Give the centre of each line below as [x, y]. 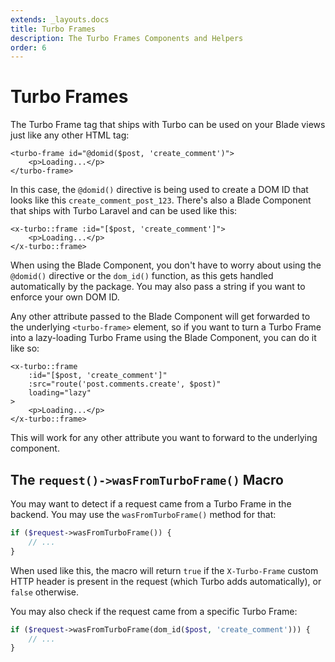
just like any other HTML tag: [70, 135]
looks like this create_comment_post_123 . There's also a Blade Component [161, 200]
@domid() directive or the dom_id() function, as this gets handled [142, 276]
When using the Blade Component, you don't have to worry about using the [166, 265]
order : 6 [28, 47]
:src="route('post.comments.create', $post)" [125, 384]
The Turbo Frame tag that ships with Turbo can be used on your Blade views [168, 125]
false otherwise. [44, 592]
